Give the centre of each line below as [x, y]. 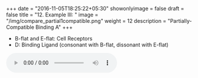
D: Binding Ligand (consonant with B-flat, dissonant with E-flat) [92, 45]
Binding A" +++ [54, 27]
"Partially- [180, 21]
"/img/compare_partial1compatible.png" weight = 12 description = [86, 21]
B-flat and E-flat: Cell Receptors [53, 38]
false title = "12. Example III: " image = [52, 15]
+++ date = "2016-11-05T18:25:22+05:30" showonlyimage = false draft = [95, 9]
